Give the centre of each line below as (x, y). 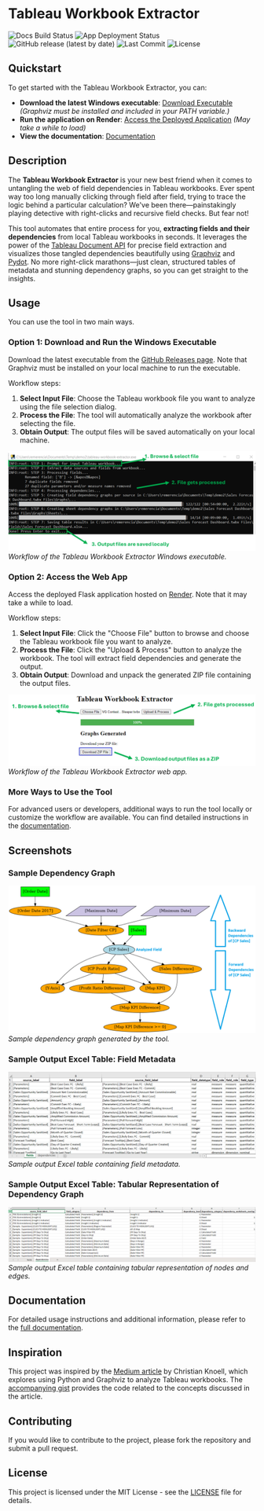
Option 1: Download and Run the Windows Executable (112, 343)
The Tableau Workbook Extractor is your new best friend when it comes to (130, 180)
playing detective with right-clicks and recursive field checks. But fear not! (128, 213)
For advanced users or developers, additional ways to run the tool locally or (130, 809)
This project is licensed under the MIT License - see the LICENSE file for (125, 1492)
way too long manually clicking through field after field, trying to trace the (127, 196)
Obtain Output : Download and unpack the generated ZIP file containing (135, 675)
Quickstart (35, 69)
